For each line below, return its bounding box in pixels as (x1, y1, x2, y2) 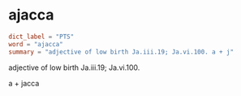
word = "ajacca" (8, 40, 63, 48)
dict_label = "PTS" (8, 33, 75, 41)
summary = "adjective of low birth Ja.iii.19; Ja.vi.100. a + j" (8, 47, 234, 56)
